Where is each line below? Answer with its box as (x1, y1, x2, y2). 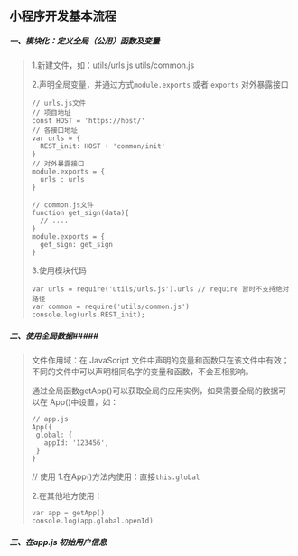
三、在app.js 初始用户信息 (9, 536, 107, 547)
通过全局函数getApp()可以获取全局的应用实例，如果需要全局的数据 (31, 385, 279, 396)
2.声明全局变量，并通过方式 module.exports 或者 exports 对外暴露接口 (31, 80, 289, 90)
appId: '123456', (43, 438, 109, 448)
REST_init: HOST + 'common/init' (40, 142, 166, 151)
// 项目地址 (31, 108, 71, 118)
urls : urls (40, 175, 85, 184)
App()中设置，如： (49, 397, 119, 408)
